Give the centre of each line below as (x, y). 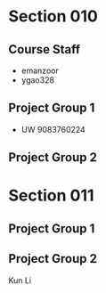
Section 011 (51, 195)
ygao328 (38, 80)
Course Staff (45, 49)
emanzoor (40, 70)
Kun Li (20, 280)
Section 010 (53, 16)
